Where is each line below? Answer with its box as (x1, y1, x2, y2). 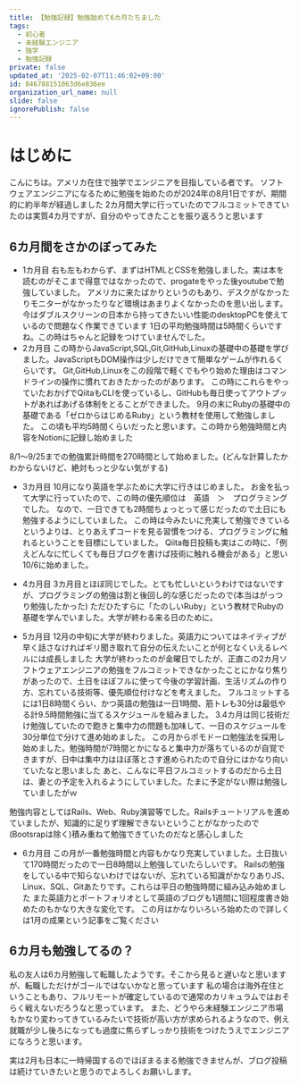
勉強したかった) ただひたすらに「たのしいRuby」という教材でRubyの (29, 601, 284, 611)
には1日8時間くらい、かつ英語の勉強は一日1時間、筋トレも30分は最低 (21, 698, 278, 709)
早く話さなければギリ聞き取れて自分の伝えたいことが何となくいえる (21, 643, 272, 652)
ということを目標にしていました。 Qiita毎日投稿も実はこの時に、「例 (37, 537, 287, 548)
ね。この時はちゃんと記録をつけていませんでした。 (21, 332, 210, 342)
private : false (9, 63, 66, 72)
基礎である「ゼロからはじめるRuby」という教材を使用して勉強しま (21, 410, 268, 420)
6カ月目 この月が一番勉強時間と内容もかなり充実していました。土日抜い (21, 848, 287, 858)
